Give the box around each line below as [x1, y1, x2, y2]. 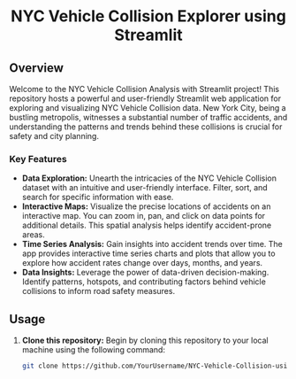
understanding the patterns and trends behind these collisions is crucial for [9, 121, 283, 132]
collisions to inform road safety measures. [21, 286, 175, 297]
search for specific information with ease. [21, 192, 174, 203]
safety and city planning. [9, 131, 100, 141]
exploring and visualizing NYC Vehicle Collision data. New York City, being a [9, 103, 286, 112]
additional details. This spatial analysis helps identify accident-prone [21, 220, 272, 231]
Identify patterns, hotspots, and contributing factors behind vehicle [21, 276, 267, 287]
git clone [21, 361, 59, 371]
